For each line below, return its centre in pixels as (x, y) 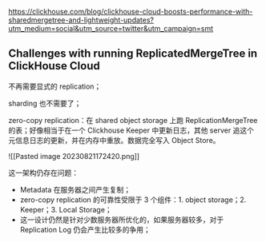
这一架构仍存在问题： (43, 173)
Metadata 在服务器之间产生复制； (75, 189)
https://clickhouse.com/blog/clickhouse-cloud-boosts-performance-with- (131, 12)
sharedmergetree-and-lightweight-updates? (81, 20)
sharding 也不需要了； (45, 103)
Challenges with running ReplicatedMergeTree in (133, 54)
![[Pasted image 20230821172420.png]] (74, 156)
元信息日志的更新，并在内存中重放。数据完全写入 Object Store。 (114, 140)
